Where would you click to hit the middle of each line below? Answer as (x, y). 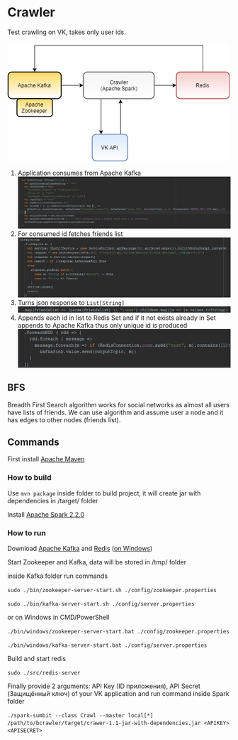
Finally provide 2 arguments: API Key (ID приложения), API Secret (104, 686)
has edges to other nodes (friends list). (64, 419)
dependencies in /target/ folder (53, 500)
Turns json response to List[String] (71, 302)
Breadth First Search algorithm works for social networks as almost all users (119, 404)
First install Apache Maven (46, 459)
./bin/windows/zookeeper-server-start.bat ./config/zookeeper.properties (119, 632)
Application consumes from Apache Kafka (79, 173)
